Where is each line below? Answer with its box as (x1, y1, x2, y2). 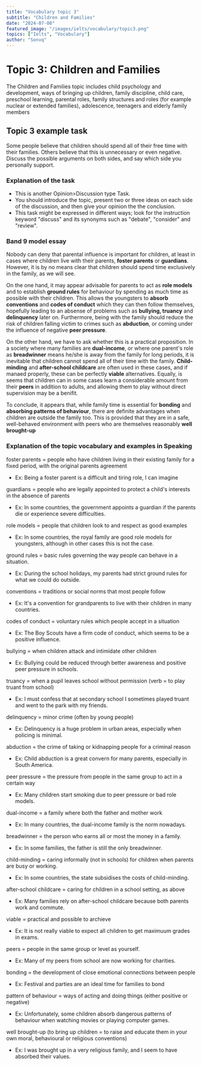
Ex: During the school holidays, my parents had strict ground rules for (14, 570, 188, 577)
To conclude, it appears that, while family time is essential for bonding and (6, 401, 191, 409)
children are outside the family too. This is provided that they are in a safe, (6, 414, 190, 421)
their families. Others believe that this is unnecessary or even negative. (6, 148, 182, 156)
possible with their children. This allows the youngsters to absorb (6, 294, 168, 302)
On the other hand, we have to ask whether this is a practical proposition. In (6, 339, 194, 346)
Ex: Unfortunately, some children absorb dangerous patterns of (14, 1010, 172, 1017)
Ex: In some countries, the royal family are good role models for (14, 533, 173, 541)
